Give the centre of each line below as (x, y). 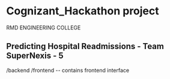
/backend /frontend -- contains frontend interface (68, 70)
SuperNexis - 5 (35, 56)
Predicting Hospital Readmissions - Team (85, 46)
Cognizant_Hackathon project (83, 11)
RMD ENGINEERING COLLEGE (44, 28)
